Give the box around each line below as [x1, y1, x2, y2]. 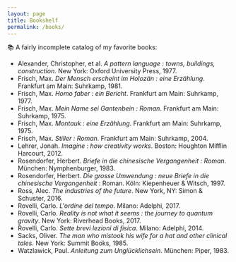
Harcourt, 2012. [17, 149, 64, 158]
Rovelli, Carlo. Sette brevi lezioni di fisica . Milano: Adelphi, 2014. [17, 224, 204, 232]
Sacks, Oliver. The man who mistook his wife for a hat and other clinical [17, 232, 228, 240]
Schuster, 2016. [17, 194, 64, 203]
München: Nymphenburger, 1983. [17, 164, 116, 173]
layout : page [7, 10, 46, 18]
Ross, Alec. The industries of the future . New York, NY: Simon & [17, 187, 203, 195]
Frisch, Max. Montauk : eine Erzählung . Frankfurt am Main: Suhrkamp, [17, 119, 223, 127]
